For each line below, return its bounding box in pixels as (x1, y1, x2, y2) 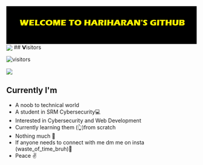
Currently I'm (6, 85, 57, 95)
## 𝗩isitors (13, 44, 42, 51)
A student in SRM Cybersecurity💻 (14, 108, 101, 115)
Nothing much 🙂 (14, 132, 56, 140)
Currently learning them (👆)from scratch (14, 123, 116, 131)
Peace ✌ (14, 152, 37, 159)
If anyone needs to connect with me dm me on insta (14, 138, 145, 146)
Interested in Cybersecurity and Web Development (14, 117, 141, 124)
